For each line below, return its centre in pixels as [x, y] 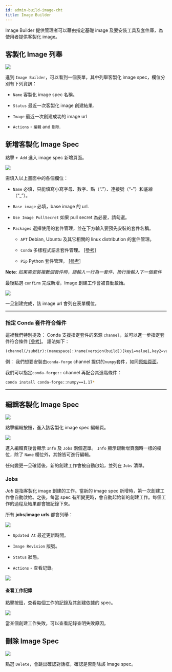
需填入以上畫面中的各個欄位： [37, 178]
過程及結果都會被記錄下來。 [43, 504]
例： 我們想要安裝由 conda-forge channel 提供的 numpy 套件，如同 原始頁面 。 [83, 362]
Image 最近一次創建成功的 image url [50, 117]
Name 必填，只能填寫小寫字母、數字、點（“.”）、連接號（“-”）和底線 [83, 189]
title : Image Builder [28, 15]
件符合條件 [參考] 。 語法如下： [38, 341]
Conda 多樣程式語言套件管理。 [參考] [58, 250]
